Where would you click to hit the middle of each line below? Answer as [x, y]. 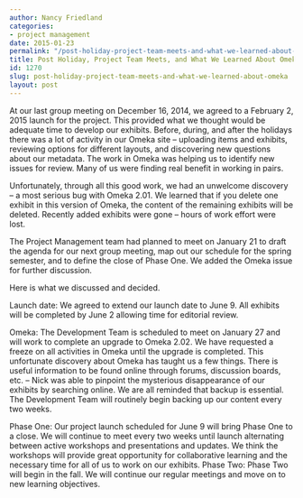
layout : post [34, 85]
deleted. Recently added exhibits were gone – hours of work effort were [143, 214]
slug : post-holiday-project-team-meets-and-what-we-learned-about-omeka [149, 77]
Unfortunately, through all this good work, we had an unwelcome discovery [149, 185]
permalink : [30, 51]
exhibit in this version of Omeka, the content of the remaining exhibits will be [151, 205]
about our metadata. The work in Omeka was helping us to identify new [142, 158]
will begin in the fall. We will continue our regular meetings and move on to [147, 474]
